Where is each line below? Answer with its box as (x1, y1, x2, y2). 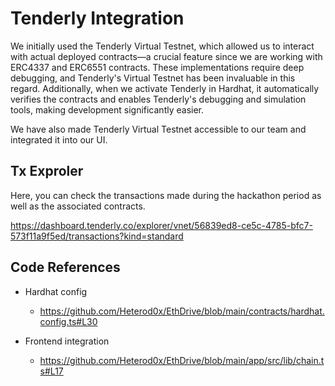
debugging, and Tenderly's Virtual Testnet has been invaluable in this (10, 72, 296, 84)
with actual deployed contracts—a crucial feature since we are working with (10, 50, 323, 62)
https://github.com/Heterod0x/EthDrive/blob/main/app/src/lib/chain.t (39, 354, 325, 366)
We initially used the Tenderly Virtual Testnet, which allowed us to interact (10, 40, 315, 52)
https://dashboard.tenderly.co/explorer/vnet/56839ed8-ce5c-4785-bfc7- (10, 219, 313, 231)
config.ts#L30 (39, 315, 98, 327)
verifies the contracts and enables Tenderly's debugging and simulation (10, 93, 307, 105)
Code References (10, 259, 121, 276)
